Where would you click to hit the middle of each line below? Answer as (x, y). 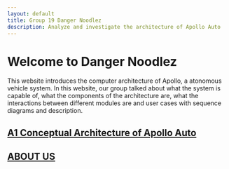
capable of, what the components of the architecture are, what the (103, 96)
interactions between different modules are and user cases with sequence (114, 103)
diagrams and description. (45, 111)
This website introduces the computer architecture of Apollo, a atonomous (114, 81)
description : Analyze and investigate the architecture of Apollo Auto (114, 27)
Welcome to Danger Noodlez (92, 61)
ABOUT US (32, 157)
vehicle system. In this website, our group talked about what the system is (114, 88)
